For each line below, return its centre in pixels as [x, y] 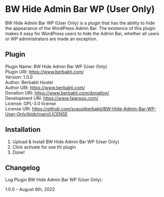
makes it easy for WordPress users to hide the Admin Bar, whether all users [82, 33]
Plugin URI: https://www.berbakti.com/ [45, 72]
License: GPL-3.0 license [31, 103]
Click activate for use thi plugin [44, 147]
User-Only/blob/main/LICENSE [37, 114]
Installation [23, 130]
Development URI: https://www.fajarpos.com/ [52, 98]
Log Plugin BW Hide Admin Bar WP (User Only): [54, 180]
